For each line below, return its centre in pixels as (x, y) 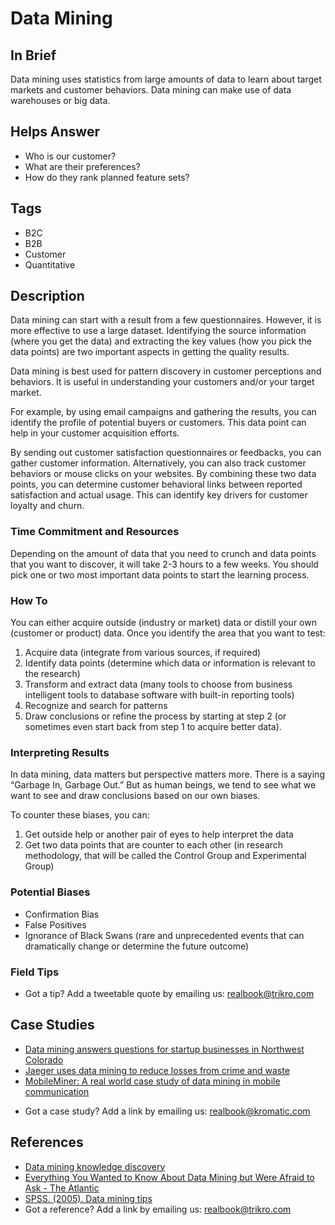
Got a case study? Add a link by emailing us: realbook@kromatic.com (167, 1111)
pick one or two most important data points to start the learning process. (160, 574)
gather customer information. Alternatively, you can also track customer (158, 463)
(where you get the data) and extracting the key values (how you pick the (161, 341)
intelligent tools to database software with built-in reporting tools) (159, 695)
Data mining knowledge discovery (95, 1166)
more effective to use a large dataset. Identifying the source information (158, 331)
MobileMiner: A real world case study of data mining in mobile (152, 1081)
